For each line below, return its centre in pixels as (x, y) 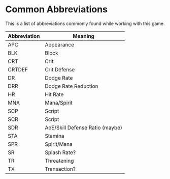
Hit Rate (54, 94)
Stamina (55, 136)
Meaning (84, 36)
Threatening (59, 161)
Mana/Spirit (59, 103)
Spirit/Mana (59, 144)
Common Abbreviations (57, 9)
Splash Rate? (60, 152)
